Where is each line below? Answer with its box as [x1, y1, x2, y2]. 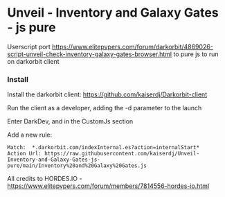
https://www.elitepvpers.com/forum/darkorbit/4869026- [51, 42, 213, 51]
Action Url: [7, 151, 42, 157]
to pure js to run [172, 50, 219, 58]
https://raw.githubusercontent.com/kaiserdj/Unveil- [44, 151, 199, 157]
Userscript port [7, 42, 51, 51]
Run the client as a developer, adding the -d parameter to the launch [7, 104, 202, 112]
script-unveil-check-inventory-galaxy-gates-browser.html [7, 50, 172, 58]
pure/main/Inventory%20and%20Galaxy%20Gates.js [7, 162, 147, 169]
